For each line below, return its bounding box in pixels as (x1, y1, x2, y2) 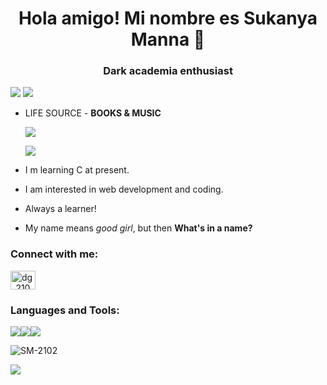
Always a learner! (24, 203, 97, 215)
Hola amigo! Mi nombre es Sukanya (18, 7, 318, 30)
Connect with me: (10, 247, 99, 261)
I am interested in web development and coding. (24, 183, 224, 196)
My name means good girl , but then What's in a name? (24, 222, 253, 234)
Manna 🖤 (130, 28, 206, 51)
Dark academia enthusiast (103, 64, 233, 78)
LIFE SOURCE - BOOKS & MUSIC (24, 107, 162, 119)
